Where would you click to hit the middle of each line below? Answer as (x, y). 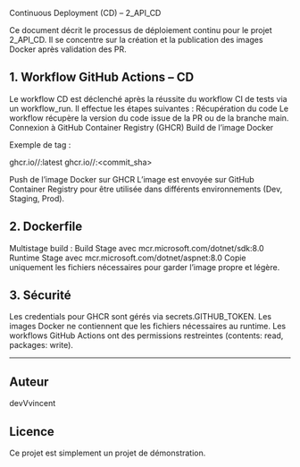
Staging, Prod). (37, 198)
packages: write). (42, 345)
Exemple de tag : (40, 144)
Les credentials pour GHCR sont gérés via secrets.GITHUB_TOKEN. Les (141, 317)
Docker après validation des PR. (68, 49)
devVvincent (33, 403)
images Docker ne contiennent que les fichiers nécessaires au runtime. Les (148, 327)
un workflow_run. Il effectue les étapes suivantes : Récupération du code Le (149, 108)
